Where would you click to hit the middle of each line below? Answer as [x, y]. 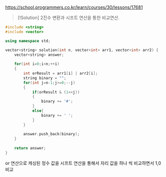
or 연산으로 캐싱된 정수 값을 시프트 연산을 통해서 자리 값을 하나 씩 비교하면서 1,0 [83, 163]
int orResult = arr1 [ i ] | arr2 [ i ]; [61, 73]
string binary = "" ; [45, 78]
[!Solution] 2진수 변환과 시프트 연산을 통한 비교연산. [68, 18]
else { [38, 111]
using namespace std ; [28, 41]
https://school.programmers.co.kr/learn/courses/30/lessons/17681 [74, 7]
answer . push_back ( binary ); [52, 134]
